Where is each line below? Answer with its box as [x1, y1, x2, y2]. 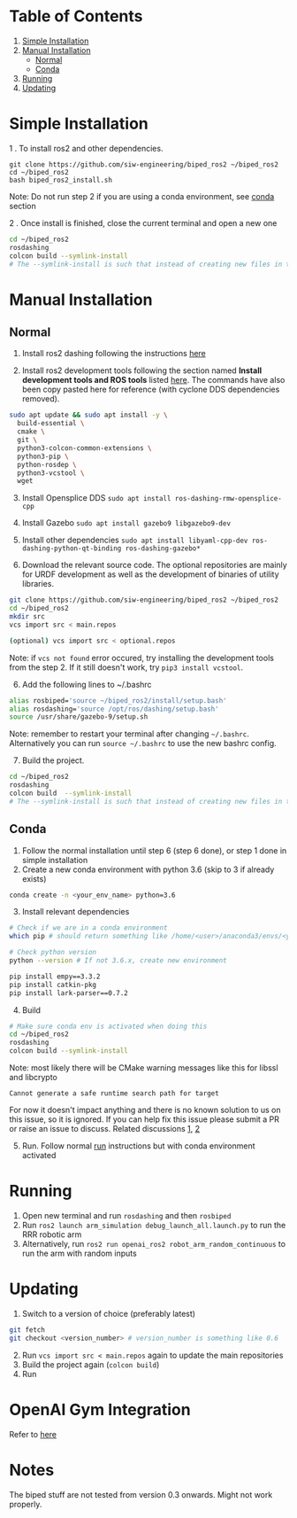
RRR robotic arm [21, 1229, 82, 1240]
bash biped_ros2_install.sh [9, 175, 113, 184]
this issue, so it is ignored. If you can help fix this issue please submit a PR [9, 1114, 280, 1125]
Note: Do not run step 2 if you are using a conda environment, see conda [9, 191, 275, 201]
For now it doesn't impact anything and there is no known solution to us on [9, 1105, 281, 1116]
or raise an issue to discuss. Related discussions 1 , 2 [9, 1124, 201, 1134]
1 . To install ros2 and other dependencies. [9, 143, 164, 153]
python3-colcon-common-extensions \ [17, 443, 152, 453]
